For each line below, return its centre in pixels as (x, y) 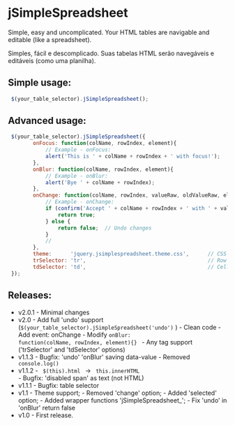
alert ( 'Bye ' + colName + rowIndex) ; (100, 182)
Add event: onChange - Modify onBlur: (74, 335)
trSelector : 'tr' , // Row (130, 260)
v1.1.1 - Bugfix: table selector (59, 385)
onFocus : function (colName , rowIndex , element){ (105, 144)
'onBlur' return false (47, 407)
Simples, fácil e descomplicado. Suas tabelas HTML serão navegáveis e (111, 53)
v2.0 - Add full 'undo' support (61, 319)
